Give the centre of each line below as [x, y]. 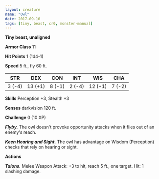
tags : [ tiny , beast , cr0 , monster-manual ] [49, 23]
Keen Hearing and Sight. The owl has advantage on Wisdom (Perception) [80, 142]
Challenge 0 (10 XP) [25, 118]
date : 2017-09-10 [23, 19]
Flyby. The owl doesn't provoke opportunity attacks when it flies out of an [80, 127]
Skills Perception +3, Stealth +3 [37, 98]
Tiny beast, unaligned [28, 37]
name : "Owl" [17, 14]
